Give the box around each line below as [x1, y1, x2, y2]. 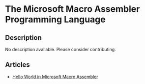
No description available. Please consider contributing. [5, 47, 116, 52]
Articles [5, 60, 30, 69]
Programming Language [5, 14, 106, 25]
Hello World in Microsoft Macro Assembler [12, 74, 98, 80]
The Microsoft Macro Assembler [5, 3, 140, 15]
